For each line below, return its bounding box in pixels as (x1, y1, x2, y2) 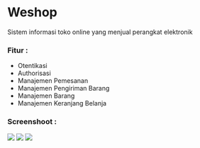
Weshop (7, 4, 58, 21)
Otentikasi (17, 62, 48, 70)
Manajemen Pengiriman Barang (17, 84, 110, 93)
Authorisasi (17, 69, 51, 78)
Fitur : (7, 45, 28, 55)
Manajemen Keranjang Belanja (17, 99, 107, 108)
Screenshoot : (7, 117, 57, 127)
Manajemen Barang (17, 91, 75, 100)
